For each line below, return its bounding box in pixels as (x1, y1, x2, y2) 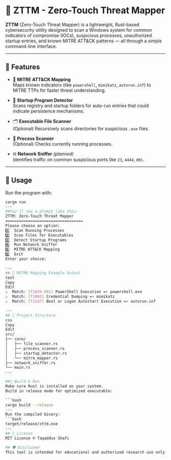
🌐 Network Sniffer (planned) (12, 151, 74, 157)
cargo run (5, 199, 26, 205)
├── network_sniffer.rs (5, 360, 56, 366)
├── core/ (5, 336, 26, 342)
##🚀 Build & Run (5, 379, 40, 384)
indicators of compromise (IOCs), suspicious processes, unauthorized (5, 32, 152, 38)
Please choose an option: (5, 223, 60, 228)
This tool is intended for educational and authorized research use (5, 449, 154, 455)
